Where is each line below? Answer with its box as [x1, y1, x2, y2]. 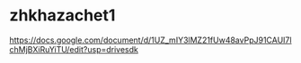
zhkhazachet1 [9, 5, 116, 26]
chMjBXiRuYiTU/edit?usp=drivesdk [9, 43, 139, 54]
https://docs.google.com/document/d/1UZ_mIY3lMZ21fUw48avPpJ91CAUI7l [9, 35, 292, 45]
